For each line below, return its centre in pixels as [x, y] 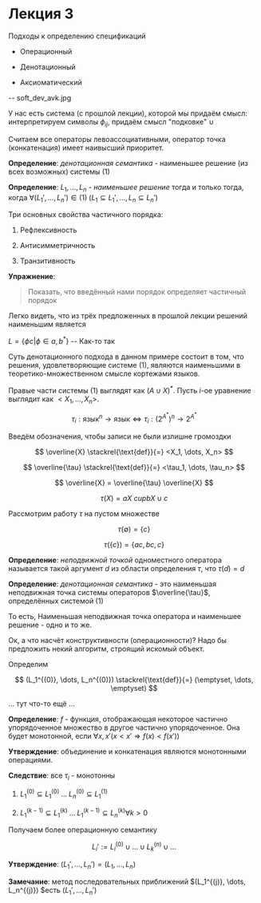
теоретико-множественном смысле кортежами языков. [104, 373]
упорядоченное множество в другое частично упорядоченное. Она [125, 728]
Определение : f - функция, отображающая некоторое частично [118, 719]
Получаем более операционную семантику [83, 830]
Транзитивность [47, 261]
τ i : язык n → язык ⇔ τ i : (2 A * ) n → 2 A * [134, 418]
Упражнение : [32, 277]
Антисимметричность [57, 246]
